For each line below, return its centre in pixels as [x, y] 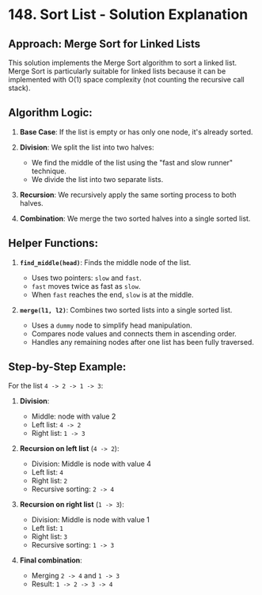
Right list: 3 [49, 536]
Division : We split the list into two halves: [87, 147]
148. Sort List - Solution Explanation [128, 15]
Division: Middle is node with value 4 [91, 464]
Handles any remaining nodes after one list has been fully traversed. [143, 342]
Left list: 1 [47, 529]
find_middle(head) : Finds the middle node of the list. [105, 262]
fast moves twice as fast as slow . [86, 286]
